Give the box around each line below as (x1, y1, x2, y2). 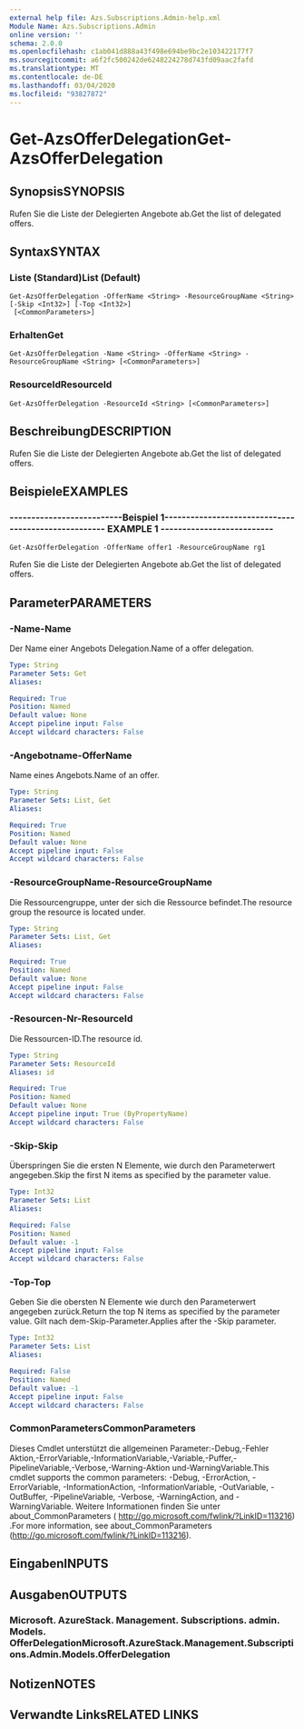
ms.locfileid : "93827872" (9, 89, 107, 98)
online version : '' (9, 30, 83, 39)
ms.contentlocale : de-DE (9, 73, 103, 82)
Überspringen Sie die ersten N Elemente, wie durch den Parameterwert (9, 1160, 276, 1171)
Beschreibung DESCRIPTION (9, 424, 172, 439)
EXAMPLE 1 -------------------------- (107, 522, 274, 535)
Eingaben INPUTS (9, 1556, 109, 1572)
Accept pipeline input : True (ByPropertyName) (9, 1110, 189, 1119)
